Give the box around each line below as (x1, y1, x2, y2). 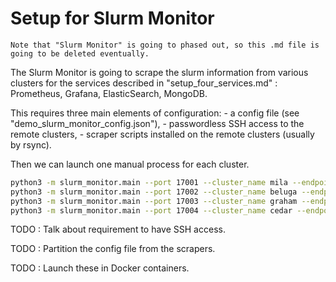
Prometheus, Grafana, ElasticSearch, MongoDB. (10, 87, 208, 99)
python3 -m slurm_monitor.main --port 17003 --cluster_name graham (10, 196, 298, 206)
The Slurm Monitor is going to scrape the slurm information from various (10, 66, 309, 78)
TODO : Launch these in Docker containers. (10, 262, 190, 274)
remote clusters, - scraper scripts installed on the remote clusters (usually (10, 128, 315, 140)
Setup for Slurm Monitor (10, 7, 215, 30)
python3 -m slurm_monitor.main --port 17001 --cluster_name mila (10, 177, 288, 187)
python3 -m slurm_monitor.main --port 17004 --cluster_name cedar (10, 205, 293, 216)
